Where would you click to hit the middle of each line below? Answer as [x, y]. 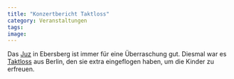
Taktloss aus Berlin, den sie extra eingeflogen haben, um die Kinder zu [111, 62]
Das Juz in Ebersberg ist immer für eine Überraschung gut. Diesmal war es [117, 54]
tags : [15, 27]
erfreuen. [21, 69]
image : [17, 34]
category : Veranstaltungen [47, 21]
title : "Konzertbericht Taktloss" [59, 14]
